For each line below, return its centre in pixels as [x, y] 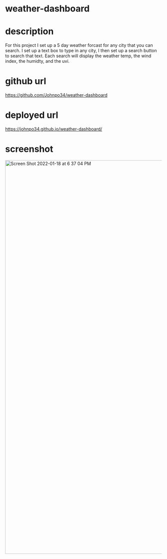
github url [26, 81]
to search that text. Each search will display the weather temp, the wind [78, 56]
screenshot [29, 149]
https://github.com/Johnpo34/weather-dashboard [56, 95]
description [29, 32]
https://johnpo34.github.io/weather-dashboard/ [54, 129]
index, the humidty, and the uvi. [37, 61]
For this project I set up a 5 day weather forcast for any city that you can [79, 45]
